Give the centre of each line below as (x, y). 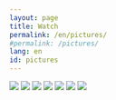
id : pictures (34, 60)
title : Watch (34, 26)
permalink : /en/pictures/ (58, 35)
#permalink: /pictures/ (54, 43)
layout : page (34, 18)
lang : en (26, 52)
